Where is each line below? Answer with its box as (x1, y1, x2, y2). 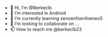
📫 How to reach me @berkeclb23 (10, 26, 82, 32)
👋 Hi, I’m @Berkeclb (10, 5, 52, 10)
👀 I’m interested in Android (10, 10, 66, 16)
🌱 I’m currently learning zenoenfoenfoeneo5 (10, 15, 103, 21)
